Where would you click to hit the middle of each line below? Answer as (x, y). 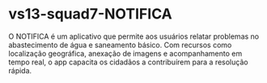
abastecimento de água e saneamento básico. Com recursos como (120, 44)
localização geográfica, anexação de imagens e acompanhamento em (125, 53)
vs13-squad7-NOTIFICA (90, 14)
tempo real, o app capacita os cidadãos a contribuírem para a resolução (128, 62)
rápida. (20, 70)
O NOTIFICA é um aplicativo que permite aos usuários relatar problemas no (134, 36)
